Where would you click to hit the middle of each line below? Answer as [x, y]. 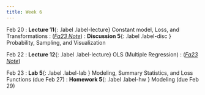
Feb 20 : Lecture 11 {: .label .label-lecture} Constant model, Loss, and [93, 29]
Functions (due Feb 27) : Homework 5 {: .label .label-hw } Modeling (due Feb [102, 79]
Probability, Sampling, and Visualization [56, 42]
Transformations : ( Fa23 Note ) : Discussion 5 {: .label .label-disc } [89, 36]
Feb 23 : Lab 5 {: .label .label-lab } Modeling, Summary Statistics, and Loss [100, 73]
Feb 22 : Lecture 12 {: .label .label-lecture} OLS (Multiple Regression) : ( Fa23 [102, 54]
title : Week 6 [24, 12]
